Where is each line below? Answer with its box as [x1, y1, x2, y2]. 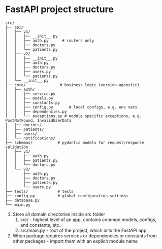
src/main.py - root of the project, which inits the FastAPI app [20, 227, 147, 233]
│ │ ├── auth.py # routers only [5, 38, 94, 43]
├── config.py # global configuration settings [5, 193, 128, 198]
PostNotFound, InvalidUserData [5, 118, 72, 123]
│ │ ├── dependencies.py [5, 109, 67, 114]
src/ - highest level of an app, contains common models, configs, [20, 217, 156, 223]
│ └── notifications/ [5, 135, 56, 140]
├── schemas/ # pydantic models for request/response [5, 140, 144, 145]
